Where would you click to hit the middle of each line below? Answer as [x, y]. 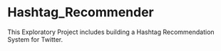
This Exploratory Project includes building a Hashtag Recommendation [111, 32]
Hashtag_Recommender [81, 12]
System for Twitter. [35, 39]
